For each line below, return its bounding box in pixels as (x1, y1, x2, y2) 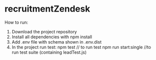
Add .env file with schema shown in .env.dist (11, 39, 102, 45)
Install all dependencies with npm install (11, 34, 92, 40)
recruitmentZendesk (4, 3, 90, 15)
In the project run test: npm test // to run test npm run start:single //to (11, 44, 151, 50)
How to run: (4, 19, 28, 25)
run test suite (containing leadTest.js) (11, 49, 87, 55)
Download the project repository (11, 29, 77, 34)
